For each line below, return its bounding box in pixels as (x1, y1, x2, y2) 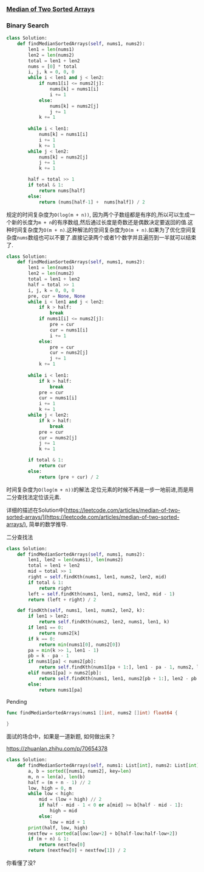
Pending (6, 698, 27, 705)
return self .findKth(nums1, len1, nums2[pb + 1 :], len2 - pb (38, 675, 197, 681)
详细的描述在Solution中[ (6, 506, 66, 514)
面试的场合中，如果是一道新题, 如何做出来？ (6, 733, 116, 740)
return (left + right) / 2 (28, 597, 97, 603)
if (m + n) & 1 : (28, 836, 69, 842)
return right (38, 585, 72, 591)
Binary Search (6, 21, 49, 29)
